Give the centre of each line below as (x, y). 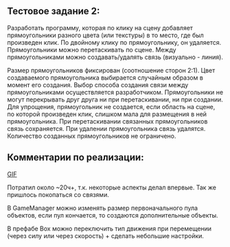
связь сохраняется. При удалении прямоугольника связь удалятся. (106, 128)
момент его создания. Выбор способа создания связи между (98, 84)
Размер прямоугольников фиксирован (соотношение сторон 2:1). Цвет (111, 70)
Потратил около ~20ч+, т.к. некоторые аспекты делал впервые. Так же (112, 187)
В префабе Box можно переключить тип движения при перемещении (109, 228)
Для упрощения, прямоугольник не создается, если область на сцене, (111, 106)
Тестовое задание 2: (54, 11)
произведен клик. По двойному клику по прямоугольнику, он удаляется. (114, 42)
